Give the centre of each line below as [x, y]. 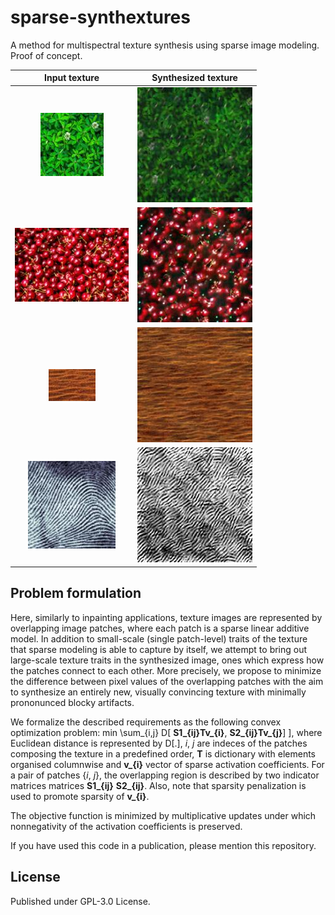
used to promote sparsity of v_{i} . [80, 796]
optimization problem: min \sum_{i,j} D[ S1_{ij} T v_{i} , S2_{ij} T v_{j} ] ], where [166, 732]
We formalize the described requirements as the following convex [146, 722]
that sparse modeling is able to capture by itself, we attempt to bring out [159, 649]
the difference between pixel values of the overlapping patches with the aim [167, 681]
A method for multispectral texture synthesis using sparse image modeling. [165, 45]
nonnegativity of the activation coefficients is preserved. [126, 826]
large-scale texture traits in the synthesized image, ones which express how [167, 660]
